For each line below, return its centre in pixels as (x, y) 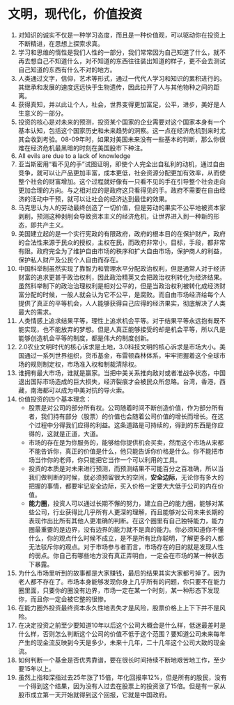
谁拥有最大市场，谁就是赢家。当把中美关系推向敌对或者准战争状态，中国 (122, 372)
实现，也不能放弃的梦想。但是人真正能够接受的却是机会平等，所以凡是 (125, 329)
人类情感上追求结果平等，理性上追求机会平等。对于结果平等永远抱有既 (119, 320)
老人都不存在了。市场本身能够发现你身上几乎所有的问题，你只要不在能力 (122, 581)
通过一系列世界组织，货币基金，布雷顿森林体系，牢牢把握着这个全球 (122, 355)
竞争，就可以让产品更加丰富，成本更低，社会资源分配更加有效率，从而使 (122, 173)
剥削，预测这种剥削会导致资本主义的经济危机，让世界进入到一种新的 (116, 216)
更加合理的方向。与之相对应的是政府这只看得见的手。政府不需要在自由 (119, 190)
